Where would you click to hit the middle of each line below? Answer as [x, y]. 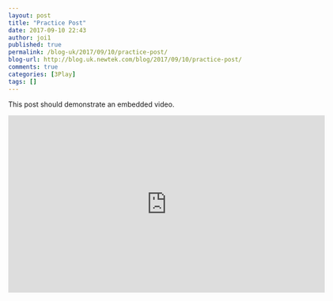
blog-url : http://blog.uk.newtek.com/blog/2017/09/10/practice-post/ [125, 60]
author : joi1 [30, 38]
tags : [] [23, 81]
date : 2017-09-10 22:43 [47, 30]
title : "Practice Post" [47, 23]
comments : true [33, 67]
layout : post [30, 15]
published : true [35, 45]
